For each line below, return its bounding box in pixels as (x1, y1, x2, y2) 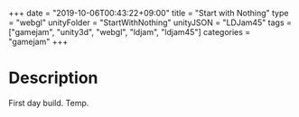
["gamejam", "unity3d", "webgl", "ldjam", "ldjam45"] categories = (8, 27, 251, 37)
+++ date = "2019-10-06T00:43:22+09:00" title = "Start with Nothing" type (8, 8, 289, 18)
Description (8, 67, 98, 88)
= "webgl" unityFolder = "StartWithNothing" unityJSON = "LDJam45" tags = (8, 17, 293, 28)
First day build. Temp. (8, 97, 89, 108)
